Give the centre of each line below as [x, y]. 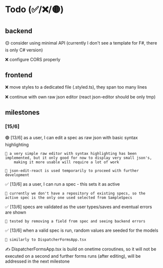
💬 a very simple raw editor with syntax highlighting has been [71, 153]
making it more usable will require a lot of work [67, 162]
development [17, 175]
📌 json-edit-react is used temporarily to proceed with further [72, 171]
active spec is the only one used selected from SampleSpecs [69, 197]
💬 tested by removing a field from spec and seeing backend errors [75, 221]
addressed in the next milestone [37, 261]
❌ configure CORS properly [33, 60]
